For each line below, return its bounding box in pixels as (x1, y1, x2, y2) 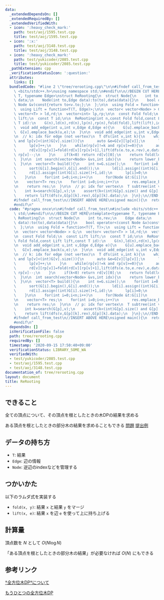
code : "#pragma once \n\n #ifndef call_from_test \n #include (9, 207, 130, 212)
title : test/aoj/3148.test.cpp (14, 48, 78, 53)
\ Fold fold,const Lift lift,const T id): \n (14, 239, 106, 243)
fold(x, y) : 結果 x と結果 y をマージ (12, 504, 84, 510)
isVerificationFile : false (9, 329, 64, 334)
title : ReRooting (5, 379, 41, 384)
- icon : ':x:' (9, 39, 38, 44)
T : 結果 (12, 452, 26, 458)
